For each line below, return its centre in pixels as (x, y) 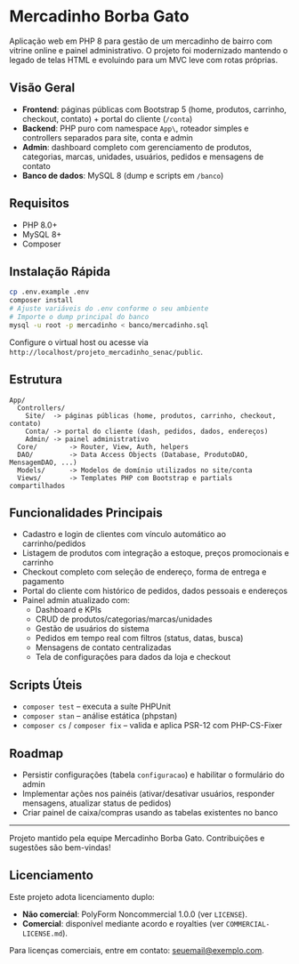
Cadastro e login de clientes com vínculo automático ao (124, 534)
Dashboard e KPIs (69, 610)
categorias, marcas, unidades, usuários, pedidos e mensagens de (143, 157)
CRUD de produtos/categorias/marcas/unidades (124, 619)
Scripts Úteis (46, 685)
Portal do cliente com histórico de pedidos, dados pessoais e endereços (154, 591)
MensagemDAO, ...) (43, 462)
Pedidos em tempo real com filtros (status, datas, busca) (139, 639)
